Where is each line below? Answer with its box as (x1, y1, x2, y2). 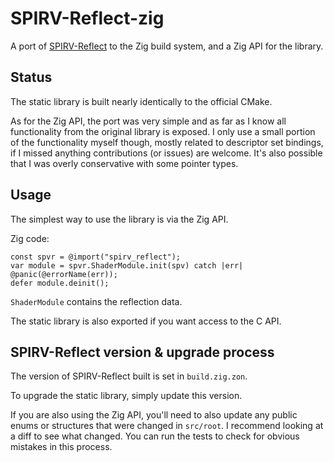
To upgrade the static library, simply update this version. (10, 390, 243, 402)
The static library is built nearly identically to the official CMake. (10, 95, 273, 107)
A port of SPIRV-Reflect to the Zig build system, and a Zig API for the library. (10, 40, 324, 52)
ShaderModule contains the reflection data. (10, 295, 183, 307)
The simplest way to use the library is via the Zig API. (10, 213, 229, 225)
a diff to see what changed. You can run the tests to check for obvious (10, 430, 300, 442)
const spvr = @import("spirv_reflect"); (10, 252, 182, 262)
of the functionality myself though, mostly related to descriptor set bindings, (10, 136, 324, 148)
